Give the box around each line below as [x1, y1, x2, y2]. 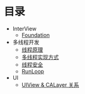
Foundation [21, 31, 50, 38]
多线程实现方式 [21, 53, 59, 60]
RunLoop [21, 68, 45, 75]
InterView [12, 25, 37, 32]
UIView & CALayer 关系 [21, 81, 80, 88]
